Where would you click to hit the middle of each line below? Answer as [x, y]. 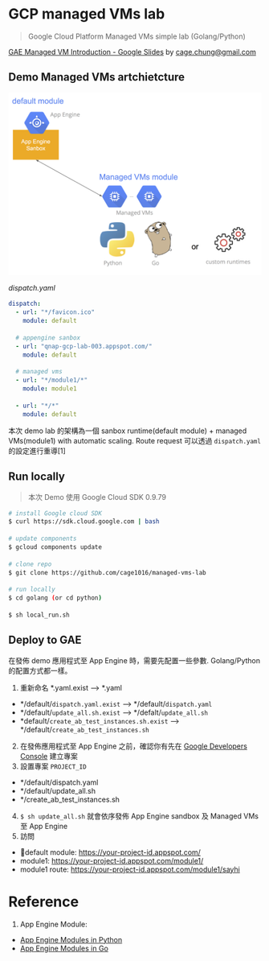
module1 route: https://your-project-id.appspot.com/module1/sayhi [130, 869]
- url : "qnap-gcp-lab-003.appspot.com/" [84, 346]
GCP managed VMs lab [87, 14]
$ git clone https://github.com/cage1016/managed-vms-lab [107, 572]
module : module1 [50, 389]
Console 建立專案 [49, 756]
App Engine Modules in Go [64, 948]
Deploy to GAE [45, 640]
